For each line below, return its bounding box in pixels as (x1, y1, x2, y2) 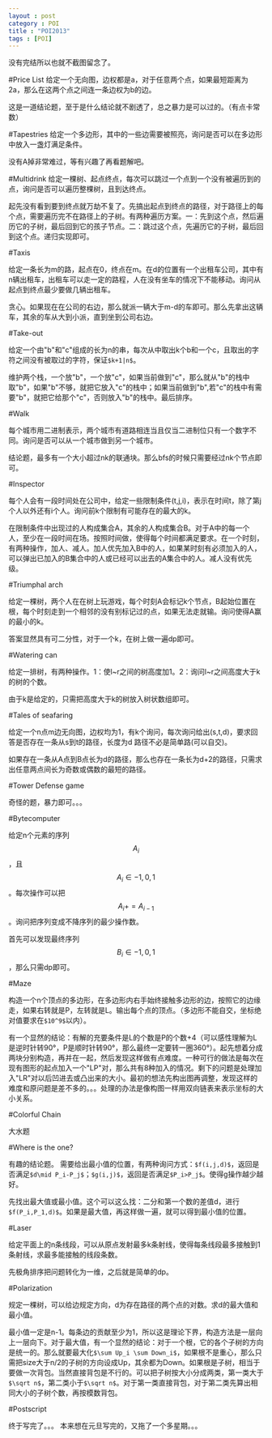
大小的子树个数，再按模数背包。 (15, 1388, 122, 1398)
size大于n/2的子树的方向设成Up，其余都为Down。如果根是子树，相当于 (22, 1358, 261, 1368)
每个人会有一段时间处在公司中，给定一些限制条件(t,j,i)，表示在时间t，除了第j (8, 496, 261, 506)
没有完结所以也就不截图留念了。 (8, 57, 115, 67)
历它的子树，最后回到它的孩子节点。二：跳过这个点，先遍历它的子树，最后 (8, 222, 257, 232)
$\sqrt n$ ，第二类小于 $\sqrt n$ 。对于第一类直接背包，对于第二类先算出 (8, 1378, 251, 1388)
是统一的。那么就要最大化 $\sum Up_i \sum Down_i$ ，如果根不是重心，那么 (8, 1347, 255, 1357)
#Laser (8, 1223, 32, 1233)
